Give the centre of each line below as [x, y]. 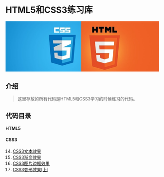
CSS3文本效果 [27, 151]
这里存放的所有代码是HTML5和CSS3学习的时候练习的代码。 [77, 99]
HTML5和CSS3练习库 [49, 10]
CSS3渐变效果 [27, 157]
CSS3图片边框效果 [31, 163]
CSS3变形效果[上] [30, 169]
